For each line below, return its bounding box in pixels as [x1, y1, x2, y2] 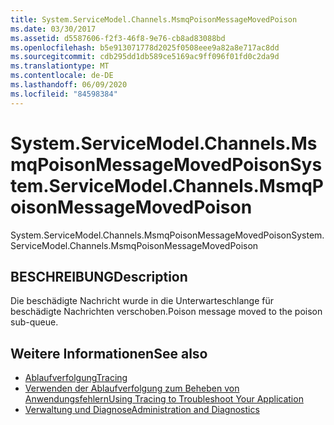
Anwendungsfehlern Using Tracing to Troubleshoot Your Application [24, 393, 304, 405]
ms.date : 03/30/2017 [10, 24, 97, 34]
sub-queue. [10, 316, 59, 328]
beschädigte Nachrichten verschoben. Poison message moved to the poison [10, 306, 323, 318]
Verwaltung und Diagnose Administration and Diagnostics [24, 404, 260, 416]
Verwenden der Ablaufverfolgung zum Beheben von [24, 382, 240, 395]
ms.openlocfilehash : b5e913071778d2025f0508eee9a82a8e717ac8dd [10, 42, 280, 53]
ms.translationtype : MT [10, 61, 110, 71]
